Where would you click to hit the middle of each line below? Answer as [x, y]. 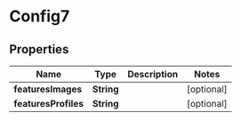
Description [153, 74]
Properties [39, 49]
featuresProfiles [49, 104]
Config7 [40, 16]
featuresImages [48, 89]
